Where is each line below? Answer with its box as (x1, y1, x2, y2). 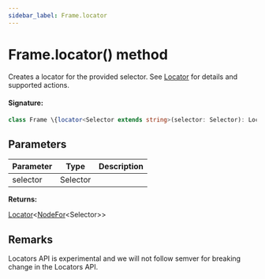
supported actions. (8, 80, 69, 89)
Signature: (8, 98, 43, 107)
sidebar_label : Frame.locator (8, 11, 108, 20)
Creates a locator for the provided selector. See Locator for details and (8, 72, 238, 81)
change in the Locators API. (8, 262, 99, 272)
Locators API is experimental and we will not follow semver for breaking (8, 254, 241, 263)
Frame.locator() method (8, 45, 168, 63)
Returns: (8, 194, 38, 204)
